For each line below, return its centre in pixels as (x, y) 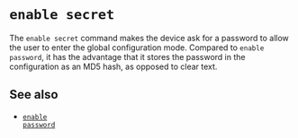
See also (34, 95)
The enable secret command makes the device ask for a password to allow (149, 38)
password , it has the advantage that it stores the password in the (127, 56)
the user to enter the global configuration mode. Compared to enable (137, 47)
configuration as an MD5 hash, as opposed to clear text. (113, 66)
